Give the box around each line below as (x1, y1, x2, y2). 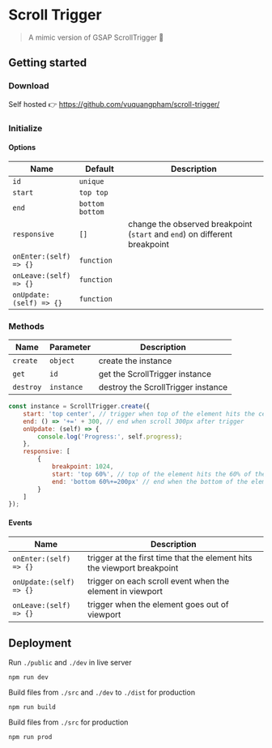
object (49, 357, 75, 365)
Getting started (8, 56, 87, 70)
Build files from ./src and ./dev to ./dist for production (8, 687, 196, 698)
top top (79, 188, 108, 197)
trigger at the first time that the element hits (87, 552, 253, 563)
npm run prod (8, 733, 53, 742)
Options (8, 143, 36, 152)
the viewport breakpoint (87, 562, 179, 573)
